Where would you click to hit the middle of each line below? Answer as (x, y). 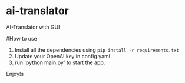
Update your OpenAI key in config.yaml (62, 56)
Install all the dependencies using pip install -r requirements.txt (97, 50)
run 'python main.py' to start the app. (60, 62)
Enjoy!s (15, 74)
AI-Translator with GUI (33, 27)
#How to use (22, 38)
